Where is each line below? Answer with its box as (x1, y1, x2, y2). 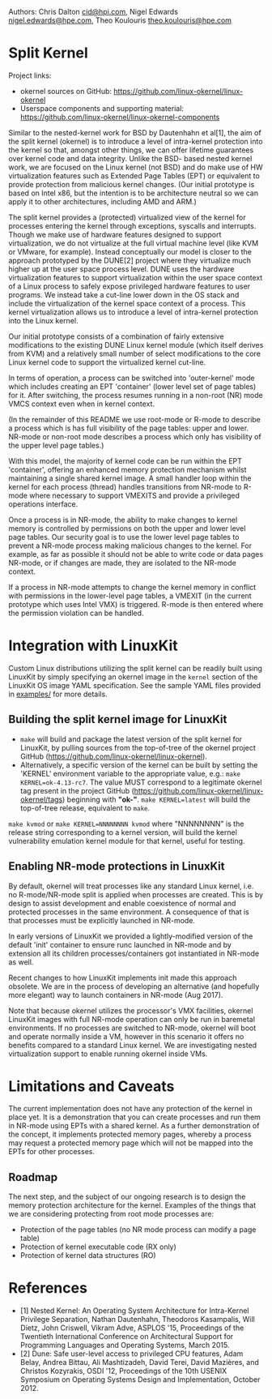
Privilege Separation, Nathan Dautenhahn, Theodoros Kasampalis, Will (19, 1315, 255, 1324)
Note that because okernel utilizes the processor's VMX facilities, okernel (8, 1005, 253, 1016)
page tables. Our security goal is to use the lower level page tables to (8, 532, 240, 541)
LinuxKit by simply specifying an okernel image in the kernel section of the (8, 672, 258, 682)
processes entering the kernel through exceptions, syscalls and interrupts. (8, 220, 257, 230)
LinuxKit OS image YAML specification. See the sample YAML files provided (8, 680, 261, 690)
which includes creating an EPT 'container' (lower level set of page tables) (8, 381, 257, 391)
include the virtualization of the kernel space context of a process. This (8, 298, 246, 308)
